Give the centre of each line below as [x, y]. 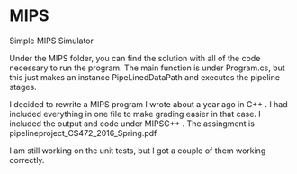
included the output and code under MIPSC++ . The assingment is [132, 124]
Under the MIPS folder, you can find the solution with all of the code [135, 58]
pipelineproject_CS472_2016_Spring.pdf [83, 133]
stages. [23, 87]
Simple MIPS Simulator [52, 41]
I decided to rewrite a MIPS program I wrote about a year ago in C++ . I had [148, 104]
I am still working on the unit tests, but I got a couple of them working [138, 151]
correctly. [27, 160]
